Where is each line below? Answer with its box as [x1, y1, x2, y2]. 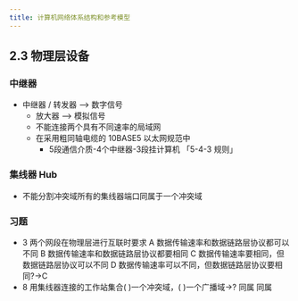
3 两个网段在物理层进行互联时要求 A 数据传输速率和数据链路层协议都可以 [21, 237, 290, 247]
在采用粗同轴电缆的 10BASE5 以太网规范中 [35, 133, 191, 144]
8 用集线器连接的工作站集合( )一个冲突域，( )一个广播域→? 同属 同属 [21, 281, 273, 292]
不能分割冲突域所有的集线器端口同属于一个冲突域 [21, 190, 203, 201]
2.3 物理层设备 [9, 48, 90, 63]
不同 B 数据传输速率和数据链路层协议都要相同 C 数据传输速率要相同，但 [21, 247, 285, 259]
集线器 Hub [9, 169, 58, 181]
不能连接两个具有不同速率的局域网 [35, 121, 161, 132]
